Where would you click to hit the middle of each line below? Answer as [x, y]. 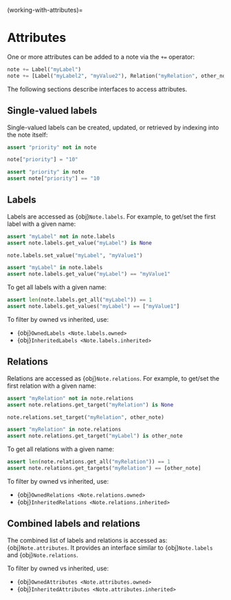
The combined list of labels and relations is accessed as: [87, 540]
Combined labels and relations [74, 524]
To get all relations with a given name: [61, 449]
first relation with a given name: [52, 386]
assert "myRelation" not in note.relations [70, 398]
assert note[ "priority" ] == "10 [53, 178]
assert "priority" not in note [52, 147]
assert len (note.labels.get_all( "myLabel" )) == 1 [80, 300]
